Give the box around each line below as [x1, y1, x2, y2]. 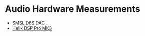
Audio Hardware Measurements [5, 3, 141, 15]
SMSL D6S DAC [12, 20, 45, 26]
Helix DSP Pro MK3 [12, 25, 52, 31]
